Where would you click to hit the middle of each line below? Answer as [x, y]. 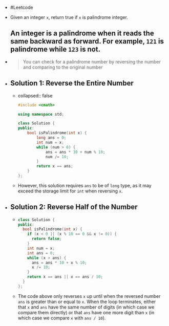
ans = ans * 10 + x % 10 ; [59, 263]
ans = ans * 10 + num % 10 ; [75, 152]
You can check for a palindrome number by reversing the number [92, 61]
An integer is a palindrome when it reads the [82, 34]
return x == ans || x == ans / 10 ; [65, 277]
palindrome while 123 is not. [55, 49]
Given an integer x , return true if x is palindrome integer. [69, 17]
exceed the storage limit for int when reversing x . [70, 191]
